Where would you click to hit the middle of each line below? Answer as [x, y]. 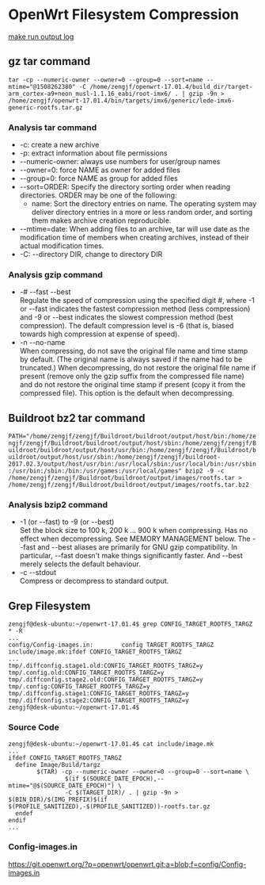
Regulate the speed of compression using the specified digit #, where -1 [137, 301]
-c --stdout [38, 573]
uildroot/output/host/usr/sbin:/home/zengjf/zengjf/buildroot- [115, 458]
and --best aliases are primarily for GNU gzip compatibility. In [137, 547]
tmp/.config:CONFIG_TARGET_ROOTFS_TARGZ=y [79, 687]
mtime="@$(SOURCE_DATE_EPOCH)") [61, 785]
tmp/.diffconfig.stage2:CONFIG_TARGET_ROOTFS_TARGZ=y [99, 701]
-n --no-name [42, 343]
